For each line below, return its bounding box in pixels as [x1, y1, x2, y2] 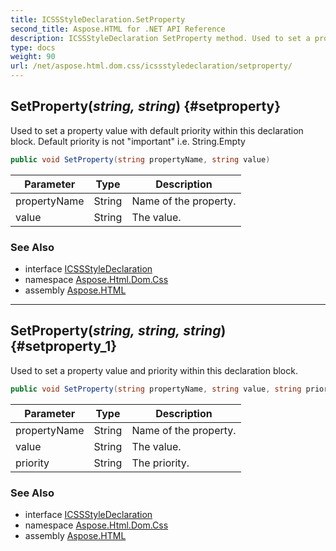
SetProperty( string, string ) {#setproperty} [10, 98, 282, 115]
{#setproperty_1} [10, 338, 118, 355]
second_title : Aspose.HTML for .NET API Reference [10, 24, 226, 34]
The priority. [131, 456, 190, 470]
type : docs [10, 42, 56, 53]
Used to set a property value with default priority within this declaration [10, 124, 304, 136]
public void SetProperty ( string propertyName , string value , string [10, 384, 302, 394]
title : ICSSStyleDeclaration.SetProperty [10, 14, 186, 25]
